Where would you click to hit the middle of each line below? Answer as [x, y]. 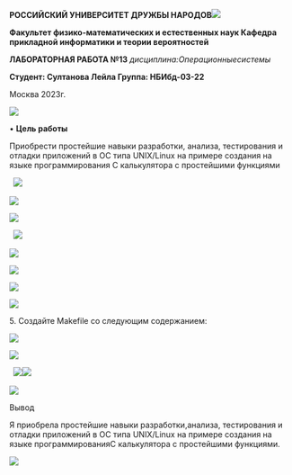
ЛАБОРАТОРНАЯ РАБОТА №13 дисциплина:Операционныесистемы [140, 59]
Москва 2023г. [38, 94]
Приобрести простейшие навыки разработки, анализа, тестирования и [146, 146]
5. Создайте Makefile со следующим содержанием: [108, 321]
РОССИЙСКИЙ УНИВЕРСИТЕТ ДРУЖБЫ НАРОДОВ [111, 15]
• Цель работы [39, 129]
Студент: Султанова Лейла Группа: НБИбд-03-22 [107, 77]
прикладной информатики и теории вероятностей [109, 42]
